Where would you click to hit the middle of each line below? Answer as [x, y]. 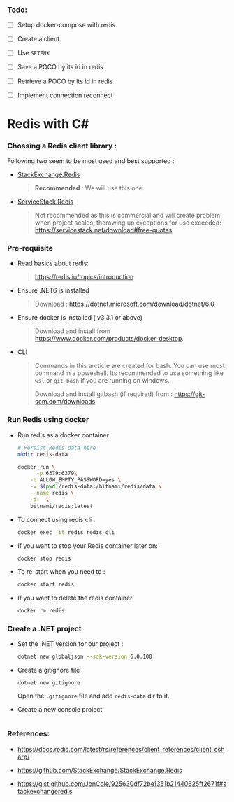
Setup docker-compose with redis [66, 25]
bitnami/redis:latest [61, 506]
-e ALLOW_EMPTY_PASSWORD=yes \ [76, 480]
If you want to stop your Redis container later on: [88, 546]
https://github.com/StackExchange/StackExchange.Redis [100, 770]
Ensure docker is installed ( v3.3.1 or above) [80, 318]
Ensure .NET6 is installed [53, 290]
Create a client [38, 39]
